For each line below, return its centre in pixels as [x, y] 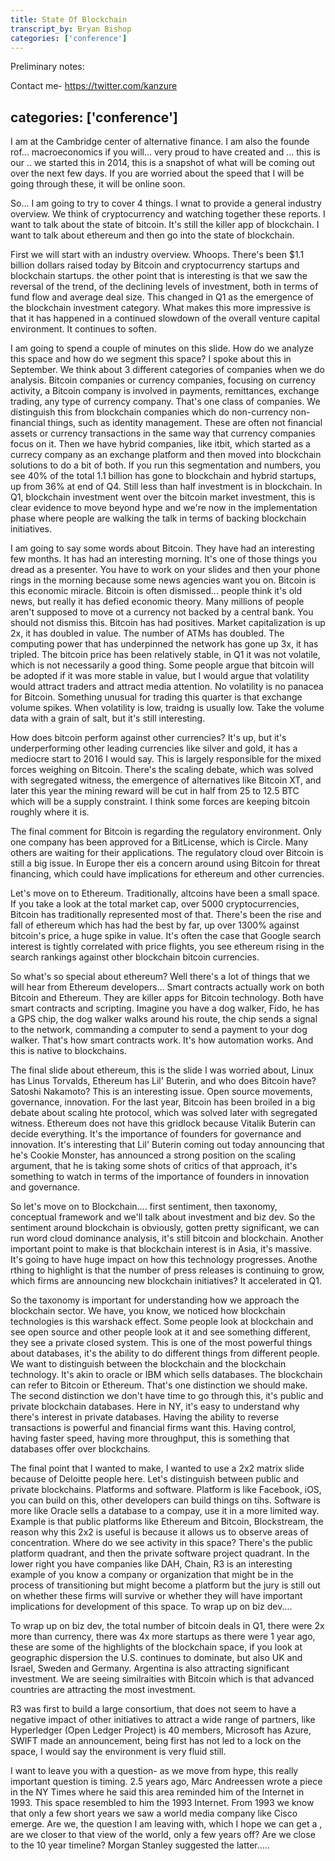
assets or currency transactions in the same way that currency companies [163, 433]
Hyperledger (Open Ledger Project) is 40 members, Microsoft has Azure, [161, 1730]
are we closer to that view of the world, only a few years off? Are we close [163, 1835]
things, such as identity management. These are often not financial [185, 423]
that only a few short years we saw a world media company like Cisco [154, 1813]
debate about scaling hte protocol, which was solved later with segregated [164, 1113]
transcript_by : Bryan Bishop [71, 29]
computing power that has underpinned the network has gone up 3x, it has [164, 644]
